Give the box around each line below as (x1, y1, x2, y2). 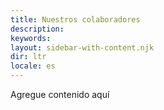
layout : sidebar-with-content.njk (10, 42, 155, 53)
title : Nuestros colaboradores (10, 14, 141, 25)
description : (10, 24, 65, 34)
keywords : (10, 33, 52, 43)
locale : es (10, 61, 56, 71)
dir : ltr (10, 52, 47, 62)
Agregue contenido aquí (10, 89, 110, 100)
